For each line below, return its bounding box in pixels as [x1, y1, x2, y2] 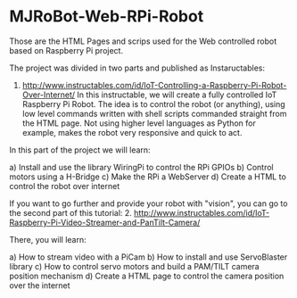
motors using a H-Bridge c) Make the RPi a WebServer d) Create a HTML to [9, 171, 287, 182]
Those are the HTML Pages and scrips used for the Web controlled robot [9, 36, 277, 46]
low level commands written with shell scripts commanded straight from [21, 108, 287, 119]
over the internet [9, 279, 70, 291]
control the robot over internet [9, 180, 120, 191]
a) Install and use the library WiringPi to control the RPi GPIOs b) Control [9, 161, 274, 172]
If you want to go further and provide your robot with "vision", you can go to [9, 198, 288, 209]
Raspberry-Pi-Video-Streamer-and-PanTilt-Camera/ [9, 217, 201, 228]
